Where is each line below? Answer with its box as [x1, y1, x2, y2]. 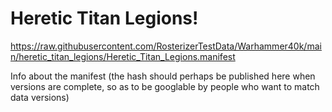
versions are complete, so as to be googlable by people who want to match [10, 80, 320, 92]
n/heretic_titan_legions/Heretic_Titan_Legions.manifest [10, 50, 236, 62]
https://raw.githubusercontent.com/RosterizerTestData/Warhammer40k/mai [10, 40, 322, 52]
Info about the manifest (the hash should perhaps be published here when [10, 70, 316, 82]
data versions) [10, 91, 70, 103]
